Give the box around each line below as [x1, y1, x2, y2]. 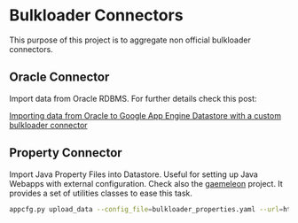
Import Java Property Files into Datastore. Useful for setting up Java [9, 169, 259, 180]
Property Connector [9, 145, 122, 160]
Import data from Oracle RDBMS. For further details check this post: [9, 93, 257, 104]
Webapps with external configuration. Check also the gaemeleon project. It [9, 178, 284, 188]
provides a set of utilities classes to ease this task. [9, 188, 193, 198]
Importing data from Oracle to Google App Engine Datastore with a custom [9, 110, 282, 120]
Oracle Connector [9, 70, 110, 85]
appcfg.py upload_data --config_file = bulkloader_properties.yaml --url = [9, 204, 284, 213]
